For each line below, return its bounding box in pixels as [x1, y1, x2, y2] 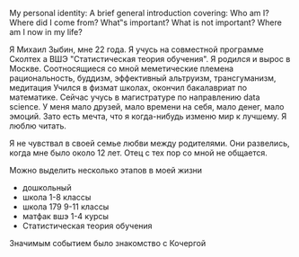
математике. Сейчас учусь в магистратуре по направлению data [9, 92, 260, 102]
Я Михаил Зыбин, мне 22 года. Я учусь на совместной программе [9, 44, 264, 55]
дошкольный [22, 182, 72, 192]
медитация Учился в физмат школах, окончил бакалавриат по [9, 83, 248, 93]
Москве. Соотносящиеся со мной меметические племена [9, 63, 234, 74]
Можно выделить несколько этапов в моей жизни [9, 165, 203, 175]
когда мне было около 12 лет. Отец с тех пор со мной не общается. [9, 147, 268, 158]
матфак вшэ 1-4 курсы [22, 211, 110, 221]
